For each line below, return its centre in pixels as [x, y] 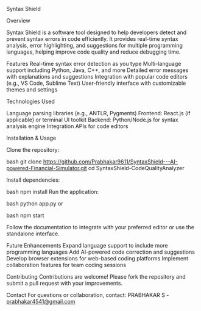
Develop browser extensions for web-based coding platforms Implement [97, 258]
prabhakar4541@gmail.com [41, 302]
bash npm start [25, 215]
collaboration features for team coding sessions [66, 265]
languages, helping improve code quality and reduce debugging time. [93, 52]
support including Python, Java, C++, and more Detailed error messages [97, 70]
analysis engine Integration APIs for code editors [67, 126]
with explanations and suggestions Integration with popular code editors [97, 77]
